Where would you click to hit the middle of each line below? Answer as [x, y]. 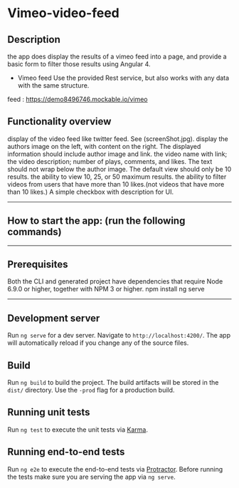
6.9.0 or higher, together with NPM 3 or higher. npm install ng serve [106, 289]
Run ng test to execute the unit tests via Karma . [78, 430]
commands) [34, 232]
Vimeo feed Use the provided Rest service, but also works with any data [123, 78]
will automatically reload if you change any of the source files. [98, 343]
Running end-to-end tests [66, 452]
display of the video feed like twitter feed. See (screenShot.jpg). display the [118, 139]
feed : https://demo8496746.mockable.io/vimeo [78, 99]
